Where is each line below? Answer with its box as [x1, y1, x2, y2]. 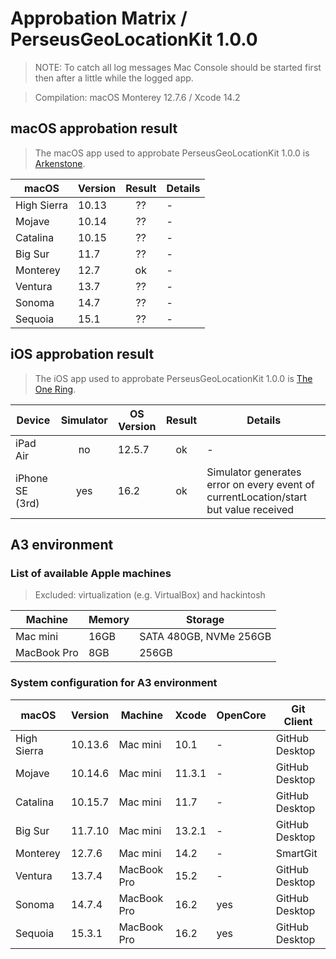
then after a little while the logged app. [34, 72, 194, 84]
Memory [88, 613, 130, 627]
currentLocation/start [206, 490, 307, 504]
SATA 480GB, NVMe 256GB [139, 630, 272, 644]
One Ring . [34, 383, 77, 395]
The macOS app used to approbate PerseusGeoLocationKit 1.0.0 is [34, 147, 310, 159]
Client [283, 714, 313, 728]
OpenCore [216, 708, 267, 722]
